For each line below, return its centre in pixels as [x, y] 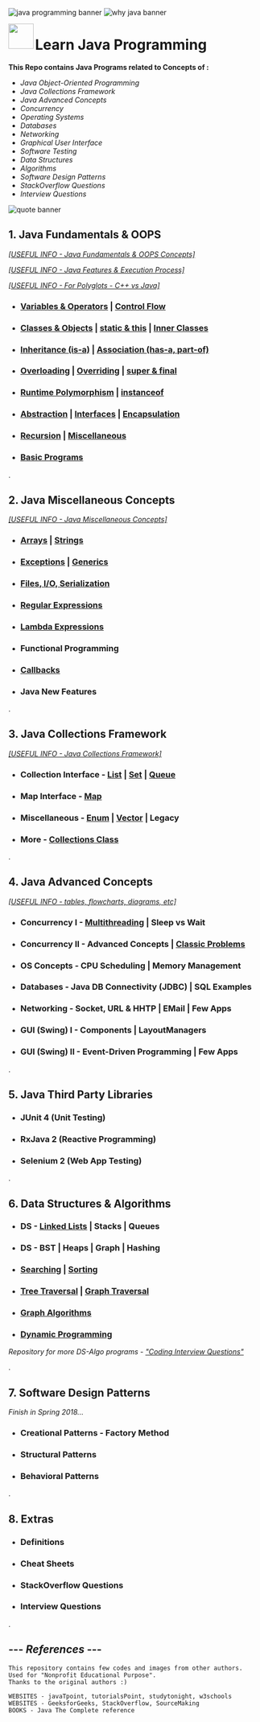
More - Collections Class [69, 839]
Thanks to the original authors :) [68, 1682]
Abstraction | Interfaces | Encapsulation [100, 414]
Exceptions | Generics [64, 562]
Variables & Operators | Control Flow [93, 306]
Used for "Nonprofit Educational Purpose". [83, 1675]
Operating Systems [52, 117]
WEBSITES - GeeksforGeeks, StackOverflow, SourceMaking [104, 1703]
